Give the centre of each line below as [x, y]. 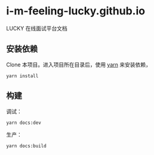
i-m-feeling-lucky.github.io [76, 11]
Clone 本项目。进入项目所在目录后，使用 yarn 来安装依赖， [78, 65]
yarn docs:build [26, 146]
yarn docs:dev [24, 123]
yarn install [22, 76]
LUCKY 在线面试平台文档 [37, 28]
